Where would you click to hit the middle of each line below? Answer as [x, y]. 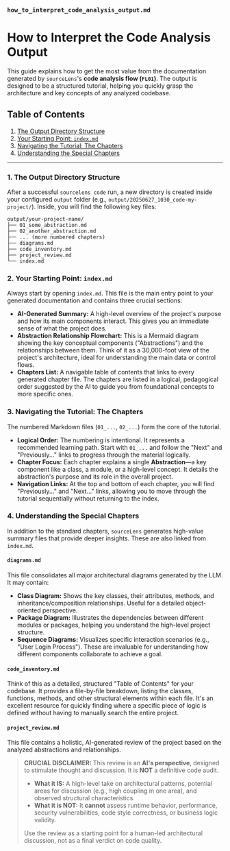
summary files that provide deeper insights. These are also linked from [107, 538]
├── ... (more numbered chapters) [56, 237]
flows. [26, 365]
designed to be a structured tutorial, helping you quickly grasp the [100, 86]
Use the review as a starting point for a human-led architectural [113, 833]
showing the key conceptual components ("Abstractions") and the [110, 343]
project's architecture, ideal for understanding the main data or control [116, 358]
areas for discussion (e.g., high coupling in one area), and [115, 791]
